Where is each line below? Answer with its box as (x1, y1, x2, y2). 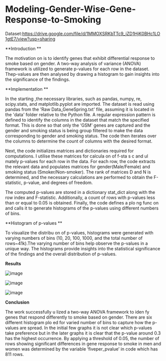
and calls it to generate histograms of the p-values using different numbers (5, 205, 159, 211)
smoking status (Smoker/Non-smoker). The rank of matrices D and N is (5, 169, 151, 175)
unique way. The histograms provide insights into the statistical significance (5, 245, 161, 251)
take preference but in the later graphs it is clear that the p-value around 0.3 (5, 330, 161, 336)
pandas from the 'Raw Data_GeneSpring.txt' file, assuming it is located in (5, 106, 155, 112)
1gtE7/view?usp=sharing (5, 36, 56, 42)
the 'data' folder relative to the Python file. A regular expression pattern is (5, 111, 156, 118)
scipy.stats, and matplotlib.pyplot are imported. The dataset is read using (5, 101, 155, 107)
